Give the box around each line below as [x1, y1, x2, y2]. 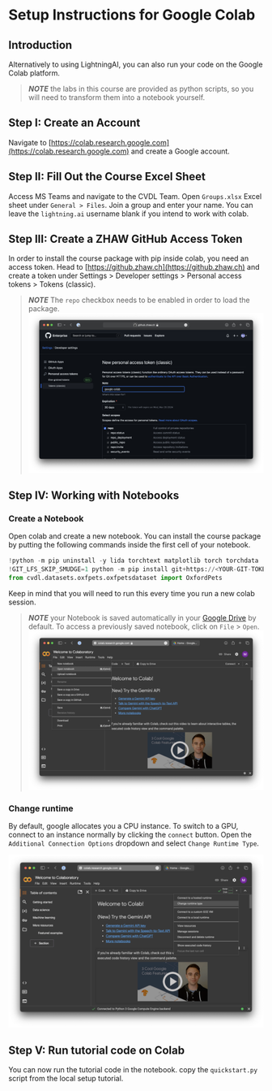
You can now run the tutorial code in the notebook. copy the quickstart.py [8, 1065, 257, 1075]
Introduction [8, 38, 73, 52]
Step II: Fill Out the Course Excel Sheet [8, 170, 206, 184]
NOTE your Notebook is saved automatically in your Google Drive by [28, 613, 257, 622]
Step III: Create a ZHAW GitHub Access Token [8, 232, 243, 246]
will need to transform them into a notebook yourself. [28, 93, 206, 102]
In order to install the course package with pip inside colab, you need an [8, 253, 249, 263]
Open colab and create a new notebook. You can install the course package [8, 531, 261, 541]
